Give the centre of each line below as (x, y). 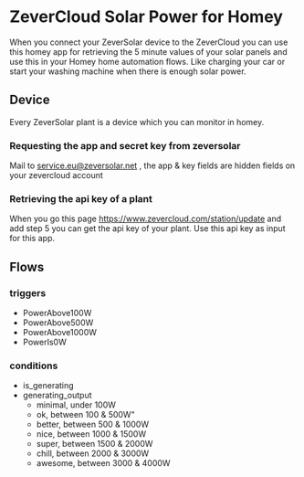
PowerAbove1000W (60, 333)
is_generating (48, 386)
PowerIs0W (44, 342)
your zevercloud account (56, 175)
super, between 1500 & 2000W (94, 444)
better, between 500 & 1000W (92, 424)
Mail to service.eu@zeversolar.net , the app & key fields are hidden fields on (152, 165)
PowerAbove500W (58, 323)
